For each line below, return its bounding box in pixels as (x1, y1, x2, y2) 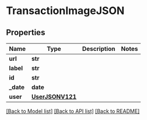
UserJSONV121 (31, 92, 77, 101)
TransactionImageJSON (6, 4, 125, 18)
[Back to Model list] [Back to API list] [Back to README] (6, 108, 140, 115)
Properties (6, 28, 45, 37)
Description (82, 45, 116, 53)
